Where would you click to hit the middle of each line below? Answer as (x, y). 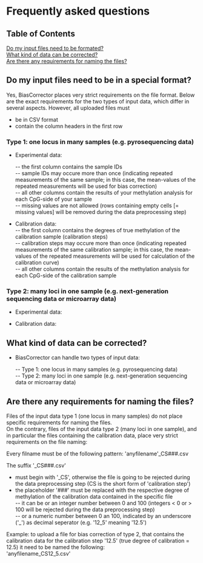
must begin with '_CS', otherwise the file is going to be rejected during (102, 477)
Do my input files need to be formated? (55, 48)
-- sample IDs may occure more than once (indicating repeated (94, 173)
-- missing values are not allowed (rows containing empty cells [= (97, 206)
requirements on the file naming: (47, 442)
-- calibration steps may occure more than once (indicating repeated (101, 243)
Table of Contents (41, 34)
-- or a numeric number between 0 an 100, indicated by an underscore (103, 516)
